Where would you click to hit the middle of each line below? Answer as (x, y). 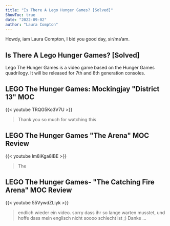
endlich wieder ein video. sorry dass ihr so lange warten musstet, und (91, 212)
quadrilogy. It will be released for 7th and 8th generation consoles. (75, 73)
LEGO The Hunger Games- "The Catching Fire (80, 182)
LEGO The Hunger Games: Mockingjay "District (82, 89)
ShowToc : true (20, 15)
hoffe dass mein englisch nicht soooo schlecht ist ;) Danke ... (82, 218)
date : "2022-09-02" (26, 20)
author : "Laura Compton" (32, 24)
